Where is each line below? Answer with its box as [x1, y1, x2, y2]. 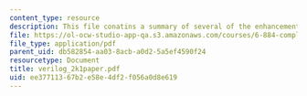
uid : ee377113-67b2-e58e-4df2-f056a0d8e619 [9, 73, 178, 82]
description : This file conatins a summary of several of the [9, 22, 251, 31]
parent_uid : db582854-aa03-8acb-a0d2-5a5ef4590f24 [9, 48, 206, 57]
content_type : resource [9, 13, 101, 23]
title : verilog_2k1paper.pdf [9, 65, 121, 74]
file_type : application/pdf [9, 38, 117, 48]
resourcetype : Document [9, 56, 101, 65]
